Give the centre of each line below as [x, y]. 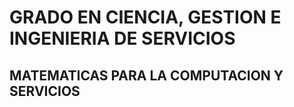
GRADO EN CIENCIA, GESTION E [145, 17]
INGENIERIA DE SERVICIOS [122, 38]
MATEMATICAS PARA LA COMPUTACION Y [146, 75]
